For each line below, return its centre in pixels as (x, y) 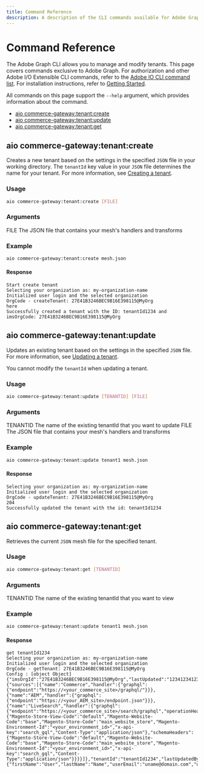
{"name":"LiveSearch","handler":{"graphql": (63, 706)
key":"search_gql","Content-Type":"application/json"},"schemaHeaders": (100, 733)
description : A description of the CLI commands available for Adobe (96, 18)
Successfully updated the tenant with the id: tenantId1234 (84, 508)
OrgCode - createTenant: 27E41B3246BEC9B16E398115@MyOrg (80, 301)
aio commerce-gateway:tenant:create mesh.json (66, 258)
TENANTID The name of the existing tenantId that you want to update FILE (99, 425)
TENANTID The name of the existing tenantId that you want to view (90, 598)
